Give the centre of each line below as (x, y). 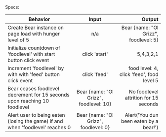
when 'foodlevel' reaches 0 (39, 127)
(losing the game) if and (35, 121)
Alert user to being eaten (36, 115)
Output (150, 19)
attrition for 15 (142, 98)
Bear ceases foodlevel (33, 88)
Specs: (12, 7)
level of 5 (19, 40)
